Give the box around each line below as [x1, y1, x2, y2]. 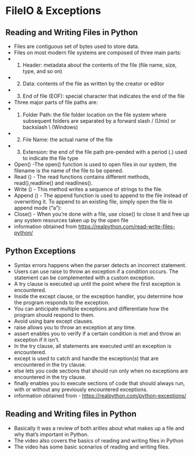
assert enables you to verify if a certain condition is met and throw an [13, 330, 182, 337]
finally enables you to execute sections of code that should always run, [13, 379, 185, 386]
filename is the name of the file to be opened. [13, 167, 124, 174]
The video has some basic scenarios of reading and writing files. [13, 443, 170, 450]
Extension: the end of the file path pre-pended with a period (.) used [22, 148, 187, 156]
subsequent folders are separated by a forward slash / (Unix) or [22, 118, 176, 124]
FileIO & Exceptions [5, 4, 102, 18]
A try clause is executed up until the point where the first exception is [13, 280, 181, 287]
